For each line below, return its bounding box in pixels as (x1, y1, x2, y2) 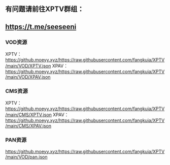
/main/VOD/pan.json (5, 154, 48, 160)
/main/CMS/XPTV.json (5, 112, 52, 118)
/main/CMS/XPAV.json (5, 123, 52, 129)
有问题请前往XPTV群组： (5, 5, 84, 14)
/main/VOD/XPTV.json (5, 63, 51, 69)
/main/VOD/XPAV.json (5, 74, 51, 80)
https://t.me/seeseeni (5, 22, 77, 31)
